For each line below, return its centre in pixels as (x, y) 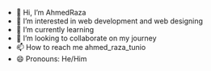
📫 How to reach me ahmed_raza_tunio (81, 47)
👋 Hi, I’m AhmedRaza (51, 13)
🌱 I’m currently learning (55, 29)
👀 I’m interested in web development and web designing (110, 21)
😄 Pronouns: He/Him (51, 59)
